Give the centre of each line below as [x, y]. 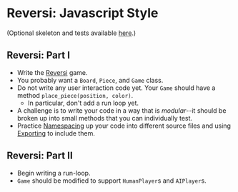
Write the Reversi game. [52, 72]
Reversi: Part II [40, 156]
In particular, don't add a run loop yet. [83, 103]
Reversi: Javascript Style [83, 13]
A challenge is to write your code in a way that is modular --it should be [122, 110]
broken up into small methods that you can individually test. [105, 118]
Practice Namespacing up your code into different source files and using [124, 126]
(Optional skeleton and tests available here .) [71, 33]
